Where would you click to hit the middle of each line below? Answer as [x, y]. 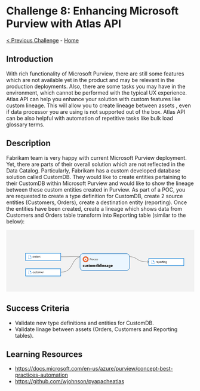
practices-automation [41, 375]
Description [28, 143]
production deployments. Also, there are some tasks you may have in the [96, 86]
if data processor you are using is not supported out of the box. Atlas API [96, 111]
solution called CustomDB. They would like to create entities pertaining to [96, 177]
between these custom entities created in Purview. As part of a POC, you [96, 189]
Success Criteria [38, 309]
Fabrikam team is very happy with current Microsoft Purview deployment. [96, 157]
